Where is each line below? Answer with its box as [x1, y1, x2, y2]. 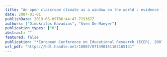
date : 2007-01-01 [5, 12, 41, 17]
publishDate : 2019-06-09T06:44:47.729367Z [5, 16, 94, 21]
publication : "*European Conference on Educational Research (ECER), [5, 40, 153, 45]
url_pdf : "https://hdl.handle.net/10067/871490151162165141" [5, 44, 135, 49]
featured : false [5, 35, 39, 40]
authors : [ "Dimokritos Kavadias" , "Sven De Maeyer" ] [5, 21, 117, 26]
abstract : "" [5, 30, 32, 35]
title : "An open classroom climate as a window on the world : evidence [5, 7, 159, 12]
